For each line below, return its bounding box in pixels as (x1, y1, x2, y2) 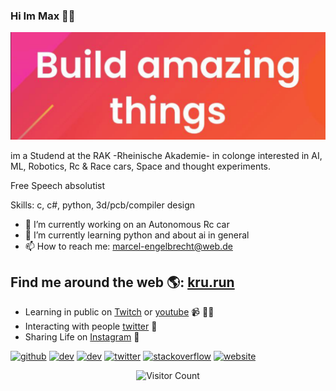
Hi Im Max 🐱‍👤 (10, 9, 76, 23)
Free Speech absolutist (10, 179, 106, 191)
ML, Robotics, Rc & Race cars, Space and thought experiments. (10, 160, 272, 172)
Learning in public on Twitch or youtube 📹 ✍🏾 (24, 306, 215, 318)
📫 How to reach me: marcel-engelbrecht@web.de (24, 240, 233, 252)
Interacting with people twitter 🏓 (24, 320, 158, 333)
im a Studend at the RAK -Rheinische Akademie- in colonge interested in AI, (10, 149, 323, 161)
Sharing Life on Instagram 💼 (24, 331, 140, 343)
